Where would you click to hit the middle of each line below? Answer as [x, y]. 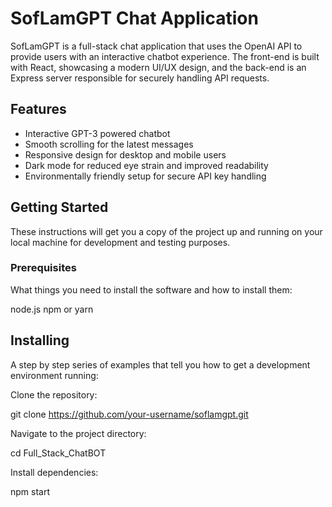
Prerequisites [43, 268]
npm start [30, 491]
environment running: [54, 375]
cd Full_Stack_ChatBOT [58, 453]
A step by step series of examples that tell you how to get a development [160, 364]
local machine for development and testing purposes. [120, 242]
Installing [40, 340]
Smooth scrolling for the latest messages [109, 144]
